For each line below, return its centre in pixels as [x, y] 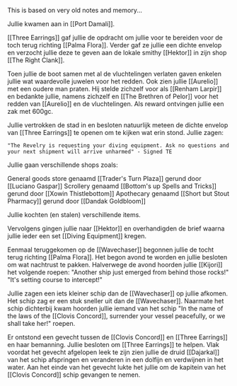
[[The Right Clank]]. [36, 60]
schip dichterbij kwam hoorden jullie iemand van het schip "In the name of [115, 308]
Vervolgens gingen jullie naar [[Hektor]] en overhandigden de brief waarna [116, 228]
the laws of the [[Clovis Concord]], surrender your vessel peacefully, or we [116, 316]
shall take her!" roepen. [41, 323]
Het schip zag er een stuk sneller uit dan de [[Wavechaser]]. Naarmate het [116, 301]
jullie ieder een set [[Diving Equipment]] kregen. [77, 236]
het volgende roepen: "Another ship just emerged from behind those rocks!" [118, 272]
